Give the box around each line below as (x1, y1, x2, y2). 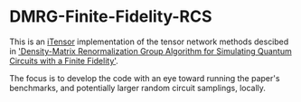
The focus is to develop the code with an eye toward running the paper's (9, 72, 280, 83)
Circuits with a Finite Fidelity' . (9, 55, 119, 66)
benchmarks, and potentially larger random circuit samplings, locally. (9, 82, 267, 93)
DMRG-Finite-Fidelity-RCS (9, 6, 212, 27)
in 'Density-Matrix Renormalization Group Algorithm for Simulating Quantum (9, 45, 292, 56)
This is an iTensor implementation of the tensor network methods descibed (9, 36, 289, 47)
